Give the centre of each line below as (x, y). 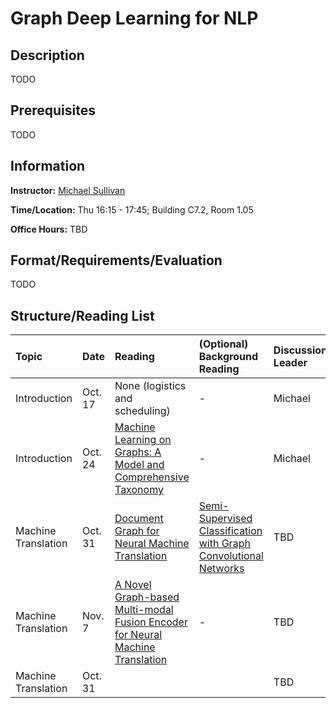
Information (48, 166)
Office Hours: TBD (49, 229)
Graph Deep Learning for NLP (134, 18)
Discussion (300, 350)
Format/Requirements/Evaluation (116, 260)
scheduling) (142, 411)
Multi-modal (144, 610)
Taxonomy (139, 490)
